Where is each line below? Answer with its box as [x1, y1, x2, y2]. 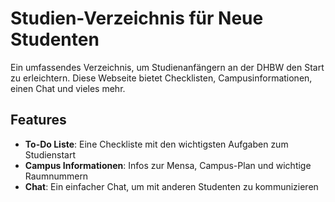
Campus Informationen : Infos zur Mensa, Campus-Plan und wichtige [24, 159, 312, 171]
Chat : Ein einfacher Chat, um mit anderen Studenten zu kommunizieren [24, 180, 319, 192]
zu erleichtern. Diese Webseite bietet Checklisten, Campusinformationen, [10, 72, 313, 84]
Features [10, 112, 67, 129]
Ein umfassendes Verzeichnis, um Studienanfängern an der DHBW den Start [10, 61, 325, 73]
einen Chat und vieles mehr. [10, 82, 126, 94]
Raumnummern [24, 170, 89, 182]
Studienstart [24, 148, 77, 161]
